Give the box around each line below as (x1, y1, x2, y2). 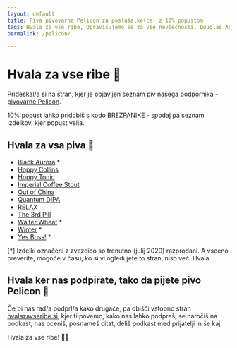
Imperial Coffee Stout (17, 181, 80, 188)
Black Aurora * (17, 158, 61, 166)
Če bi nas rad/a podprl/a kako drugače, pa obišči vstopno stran (7, 304, 192, 313)
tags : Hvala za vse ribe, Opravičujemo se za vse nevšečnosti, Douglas (7, 23, 222, 30)
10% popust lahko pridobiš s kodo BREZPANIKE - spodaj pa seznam (7, 111, 205, 120)
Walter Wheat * (17, 218, 62, 226)
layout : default (7, 10, 55, 18)
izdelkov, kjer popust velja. (7, 119, 85, 127)
